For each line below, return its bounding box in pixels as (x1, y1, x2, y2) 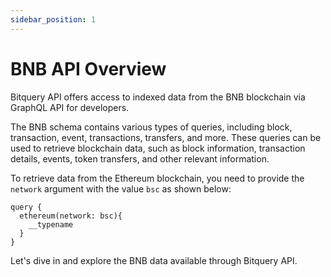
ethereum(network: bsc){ (19, 211, 123, 221)
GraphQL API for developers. (10, 101, 130, 113)
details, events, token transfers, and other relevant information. (10, 152, 270, 165)
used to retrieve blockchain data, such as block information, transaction (10, 142, 306, 154)
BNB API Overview (10, 57, 167, 80)
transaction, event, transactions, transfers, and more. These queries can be (10, 131, 322, 143)
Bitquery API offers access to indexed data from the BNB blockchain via (10, 91, 306, 103)
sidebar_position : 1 (10, 14, 97, 25)
